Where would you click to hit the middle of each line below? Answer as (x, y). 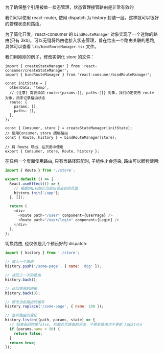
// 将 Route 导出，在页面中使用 (34, 147)
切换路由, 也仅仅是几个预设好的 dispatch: (46, 244)
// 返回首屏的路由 (21, 288)
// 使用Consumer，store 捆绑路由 (36, 133)
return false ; (28, 333)
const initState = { (26, 83)
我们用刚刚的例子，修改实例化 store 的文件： (50, 57)
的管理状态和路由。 (24, 24)
